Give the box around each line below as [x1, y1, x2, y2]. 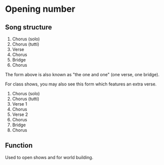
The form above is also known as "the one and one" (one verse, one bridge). [5, 72, 160, 77]
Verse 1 [12, 101, 27, 107]
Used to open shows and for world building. [5, 154, 94, 160]
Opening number [5, 3, 75, 15]
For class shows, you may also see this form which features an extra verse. [5, 81, 157, 87]
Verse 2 [12, 111, 28, 117]
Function [5, 141, 33, 150]
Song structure [5, 23, 52, 31]
